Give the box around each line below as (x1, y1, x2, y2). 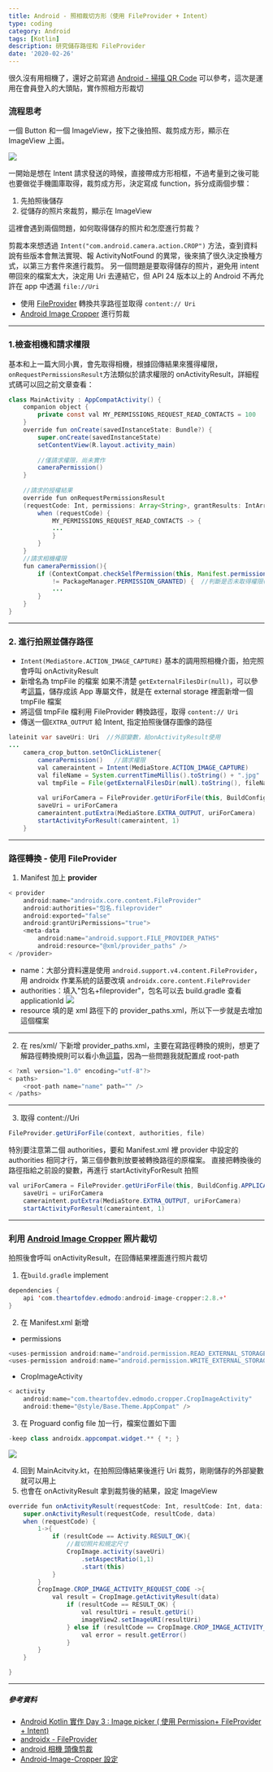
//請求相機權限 (23, 555, 67, 563)
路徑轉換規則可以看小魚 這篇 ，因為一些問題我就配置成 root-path (27, 1050, 240, 1060)
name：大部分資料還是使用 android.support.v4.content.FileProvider (19, 965, 254, 975)
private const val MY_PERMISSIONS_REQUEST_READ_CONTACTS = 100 (37, 410, 256, 419)
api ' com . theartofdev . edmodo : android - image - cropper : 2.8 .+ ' (23, 1294, 227, 1302)
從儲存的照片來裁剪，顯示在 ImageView (19, 206, 153, 216)
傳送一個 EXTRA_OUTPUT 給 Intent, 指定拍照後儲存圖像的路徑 (19, 717, 213, 727)
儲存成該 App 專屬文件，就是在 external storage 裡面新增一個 (48, 686, 253, 696)
